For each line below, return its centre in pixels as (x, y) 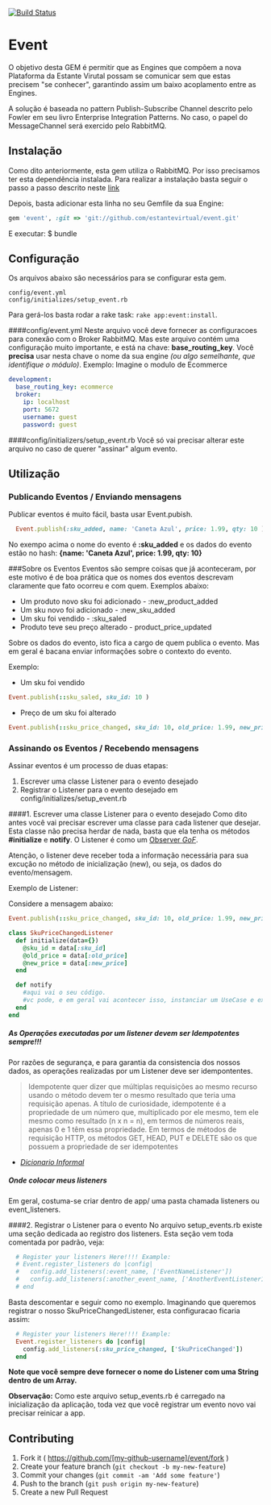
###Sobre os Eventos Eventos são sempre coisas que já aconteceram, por (132, 569)
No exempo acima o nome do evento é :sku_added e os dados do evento (130, 545)
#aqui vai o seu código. (65, 993)
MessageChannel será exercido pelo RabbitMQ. (88, 126)
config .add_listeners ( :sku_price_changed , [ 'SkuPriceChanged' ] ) (133, 1349)
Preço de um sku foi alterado (68, 713)
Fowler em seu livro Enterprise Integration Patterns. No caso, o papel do (128, 117)
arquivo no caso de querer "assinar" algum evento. (93, 448)
